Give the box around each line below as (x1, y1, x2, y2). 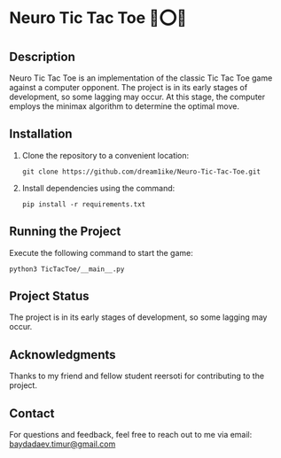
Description (9, 49, 75, 64)
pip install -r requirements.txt (21, 199, 146, 209)
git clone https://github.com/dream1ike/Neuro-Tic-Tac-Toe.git (21, 167, 261, 176)
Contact (9, 406, 55, 421)
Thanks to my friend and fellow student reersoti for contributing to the (9, 370, 264, 382)
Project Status (9, 289, 90, 304)
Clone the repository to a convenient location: (21, 150, 190, 160)
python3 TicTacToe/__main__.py (9, 264, 125, 274)
